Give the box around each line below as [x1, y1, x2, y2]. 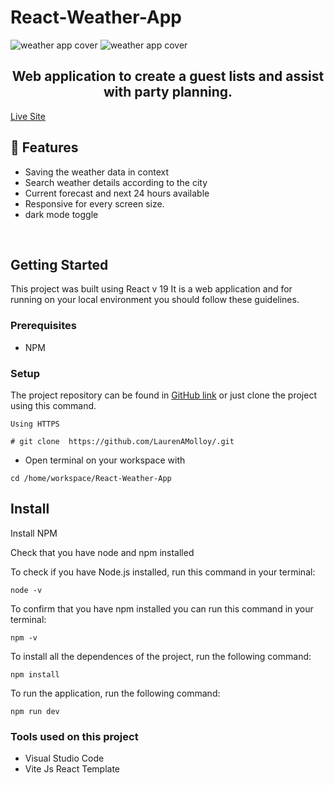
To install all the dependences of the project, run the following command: [10, 650, 312, 662]
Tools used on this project [10, 729, 139, 743]
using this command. [10, 399, 97, 411]
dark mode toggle [24, 208, 99, 220]
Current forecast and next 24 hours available [24, 187, 210, 199]
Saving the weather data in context [24, 166, 169, 178]
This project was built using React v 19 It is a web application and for [10, 283, 293, 295]
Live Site [10, 110, 46, 122]
